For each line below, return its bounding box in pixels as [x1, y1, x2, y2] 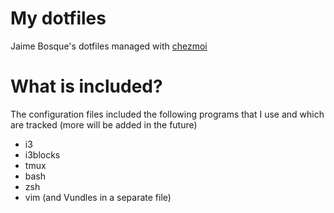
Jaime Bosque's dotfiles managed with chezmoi [10, 40, 208, 52]
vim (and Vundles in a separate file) [24, 191, 172, 203]
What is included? [10, 75, 163, 98]
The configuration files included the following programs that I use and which [10, 108, 325, 120]
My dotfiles [10, 7, 107, 30]
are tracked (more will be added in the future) [10, 118, 198, 131]
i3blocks [24, 148, 61, 161]
